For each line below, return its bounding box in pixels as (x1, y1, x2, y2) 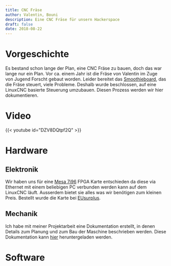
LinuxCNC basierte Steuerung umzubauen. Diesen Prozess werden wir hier (5, 87, 163, 93)
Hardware (5, 145, 48, 156)
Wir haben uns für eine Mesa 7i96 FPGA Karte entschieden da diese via (5, 179, 156, 184)
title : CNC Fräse (5, 7, 42, 13)
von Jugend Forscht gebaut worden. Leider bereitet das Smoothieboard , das (5, 76, 166, 82)
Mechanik (5, 209, 38, 218)
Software (5, 252, 45, 263)
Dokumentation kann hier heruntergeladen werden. (5, 234, 113, 240)
